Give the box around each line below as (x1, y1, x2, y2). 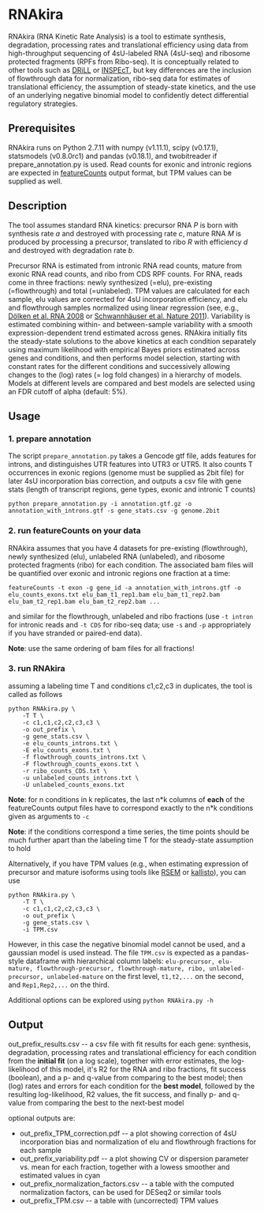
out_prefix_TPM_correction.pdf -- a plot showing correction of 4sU (19, 1128, 237, 1138)
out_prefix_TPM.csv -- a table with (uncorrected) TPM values (19, 1196, 219, 1205)
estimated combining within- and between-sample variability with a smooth (8, 319, 254, 329)
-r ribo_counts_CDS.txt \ (22, 767, 108, 775)
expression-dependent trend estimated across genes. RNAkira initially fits (8, 328, 247, 337)
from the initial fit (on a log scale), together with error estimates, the (8, 1056, 230, 1065)
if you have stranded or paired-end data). (8, 628, 143, 638)
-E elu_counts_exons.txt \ (22, 746, 111, 754)
